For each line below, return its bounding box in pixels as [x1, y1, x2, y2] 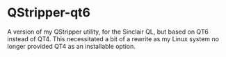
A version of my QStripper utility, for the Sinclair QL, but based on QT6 [7, 27, 209, 36]
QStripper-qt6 [7, 5, 90, 21]
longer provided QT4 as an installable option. [7, 42, 136, 50]
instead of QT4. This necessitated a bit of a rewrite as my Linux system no [7, 34, 219, 43]
